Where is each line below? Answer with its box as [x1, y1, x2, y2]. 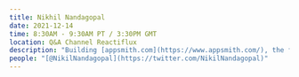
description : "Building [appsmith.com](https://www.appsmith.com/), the [9, 46, 285, 55]
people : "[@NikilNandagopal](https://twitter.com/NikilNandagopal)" [9, 54, 269, 63]
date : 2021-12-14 [9, 21, 74, 30]
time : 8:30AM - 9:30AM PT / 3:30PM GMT [9, 29, 158, 38]
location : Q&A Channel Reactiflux [9, 37, 138, 47]
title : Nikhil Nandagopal [9, 12, 105, 22]
